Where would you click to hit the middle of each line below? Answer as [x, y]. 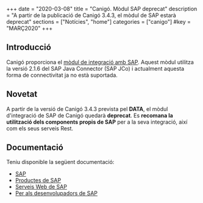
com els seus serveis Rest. [40, 128]
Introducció [29, 47]
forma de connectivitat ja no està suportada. [62, 75]
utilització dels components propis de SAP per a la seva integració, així [97, 122]
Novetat [22, 94]
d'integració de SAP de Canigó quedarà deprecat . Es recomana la [90, 115]
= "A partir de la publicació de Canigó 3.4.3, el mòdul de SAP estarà [91, 15]
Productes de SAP [38, 180]
